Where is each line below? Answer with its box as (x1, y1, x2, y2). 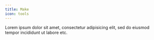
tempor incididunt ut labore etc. (5, 30, 68, 35)
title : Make (5, 7, 29, 12)
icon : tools (5, 11, 29, 16)
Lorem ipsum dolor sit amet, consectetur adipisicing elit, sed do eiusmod (5, 24, 150, 30)
